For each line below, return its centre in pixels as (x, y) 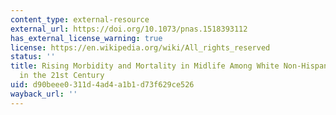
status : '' (33, 57)
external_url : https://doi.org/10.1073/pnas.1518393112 (129, 29)
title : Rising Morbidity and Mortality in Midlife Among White (145, 66)
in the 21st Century (62, 76)
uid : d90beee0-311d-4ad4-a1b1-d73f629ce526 (102, 85)
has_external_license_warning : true (86, 38)
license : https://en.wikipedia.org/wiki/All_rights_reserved (140, 47)
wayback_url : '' (44, 94)
